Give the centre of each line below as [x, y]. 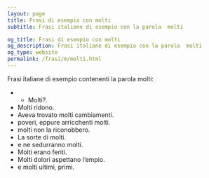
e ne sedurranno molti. [50, 144]
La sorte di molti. [42, 137]
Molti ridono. [36, 107]
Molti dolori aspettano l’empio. [61, 159]
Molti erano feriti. [42, 152]
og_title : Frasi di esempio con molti [64, 39]
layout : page [26, 14]
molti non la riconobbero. [54, 130]
